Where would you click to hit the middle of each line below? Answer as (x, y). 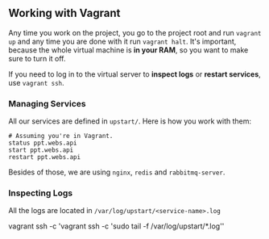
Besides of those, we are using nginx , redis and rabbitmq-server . (117, 172)
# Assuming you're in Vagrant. (61, 136)
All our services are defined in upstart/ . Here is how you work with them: (130, 121)
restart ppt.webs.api (45, 157)
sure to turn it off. (37, 58)
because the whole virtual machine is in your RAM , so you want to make (128, 50)
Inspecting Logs (41, 193)
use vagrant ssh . (36, 82)
